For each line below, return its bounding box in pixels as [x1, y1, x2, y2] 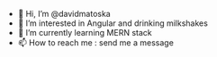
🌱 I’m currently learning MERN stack [17, 28, 152, 37]
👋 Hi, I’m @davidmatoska [17, 9, 111, 19]
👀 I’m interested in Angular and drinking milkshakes [17, 18, 209, 28]
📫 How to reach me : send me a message [17, 37, 174, 48]
